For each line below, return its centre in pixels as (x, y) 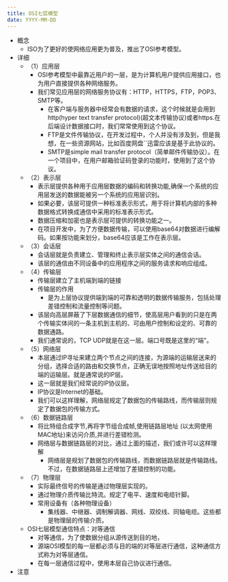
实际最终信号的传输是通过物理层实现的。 (94, 486)
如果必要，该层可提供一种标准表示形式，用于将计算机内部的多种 (127, 203)
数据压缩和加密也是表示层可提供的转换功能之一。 (106, 220)
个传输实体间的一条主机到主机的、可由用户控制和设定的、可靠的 (127, 323)
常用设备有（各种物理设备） (76, 503)
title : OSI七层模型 (33, 13)
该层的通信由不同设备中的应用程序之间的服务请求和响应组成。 (124, 263)
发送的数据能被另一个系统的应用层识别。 (106, 194)
